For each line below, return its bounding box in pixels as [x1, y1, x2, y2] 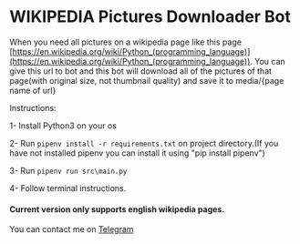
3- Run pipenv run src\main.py [9, 165, 128, 176]
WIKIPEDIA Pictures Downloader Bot [9, 6, 292, 27]
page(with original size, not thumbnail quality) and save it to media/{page [9, 75, 284, 86]
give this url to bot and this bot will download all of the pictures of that [9, 66, 272, 76]
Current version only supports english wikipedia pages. [9, 203, 225, 215]
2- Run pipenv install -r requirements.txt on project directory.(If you [9, 137, 279, 148]
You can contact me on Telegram [9, 224, 134, 235]
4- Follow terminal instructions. [9, 182, 127, 193]
